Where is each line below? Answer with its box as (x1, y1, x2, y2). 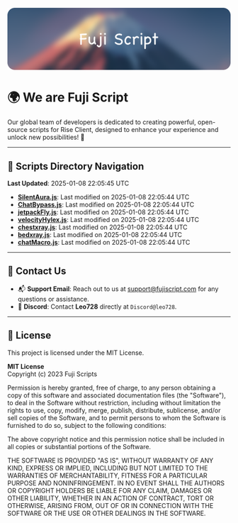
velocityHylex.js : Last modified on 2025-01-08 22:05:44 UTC (17, 216, 200, 224)
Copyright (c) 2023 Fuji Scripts (7, 370, 98, 378)
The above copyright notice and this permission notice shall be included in (7, 434, 225, 444)
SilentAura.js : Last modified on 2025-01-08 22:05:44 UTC (17, 193, 190, 202)
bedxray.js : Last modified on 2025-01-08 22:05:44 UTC (17, 231, 183, 239)
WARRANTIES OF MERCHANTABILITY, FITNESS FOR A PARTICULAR (7, 471, 208, 480)
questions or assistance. (17, 294, 90, 303)
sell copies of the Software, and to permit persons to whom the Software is (7, 413, 227, 422)
